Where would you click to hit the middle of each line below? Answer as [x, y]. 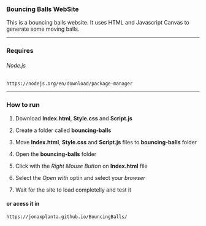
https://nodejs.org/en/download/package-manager [70, 84]
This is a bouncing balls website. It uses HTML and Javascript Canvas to [98, 23]
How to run [23, 105]
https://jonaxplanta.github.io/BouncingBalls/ [67, 217]
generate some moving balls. [43, 29]
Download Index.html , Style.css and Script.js [74, 118]
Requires [20, 51]
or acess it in [23, 204]
